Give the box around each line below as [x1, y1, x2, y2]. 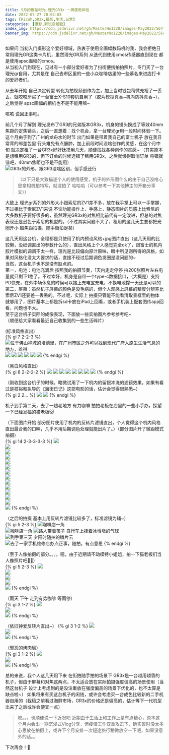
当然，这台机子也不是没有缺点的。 [5, 261, 76, 267]
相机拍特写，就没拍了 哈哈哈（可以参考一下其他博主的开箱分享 [26, 182, 156, 188]
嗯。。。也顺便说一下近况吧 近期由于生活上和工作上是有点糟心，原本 [17, 715, 156, 721]
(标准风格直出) [5, 328, 35, 334]
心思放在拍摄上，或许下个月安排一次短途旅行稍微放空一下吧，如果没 [17, 727, 159, 733]
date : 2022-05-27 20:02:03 [5, 12, 62, 17]
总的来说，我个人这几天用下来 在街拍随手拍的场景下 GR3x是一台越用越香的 [5, 672, 160, 678]
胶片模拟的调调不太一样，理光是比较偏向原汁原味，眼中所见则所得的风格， [5, 248, 159, 254]
